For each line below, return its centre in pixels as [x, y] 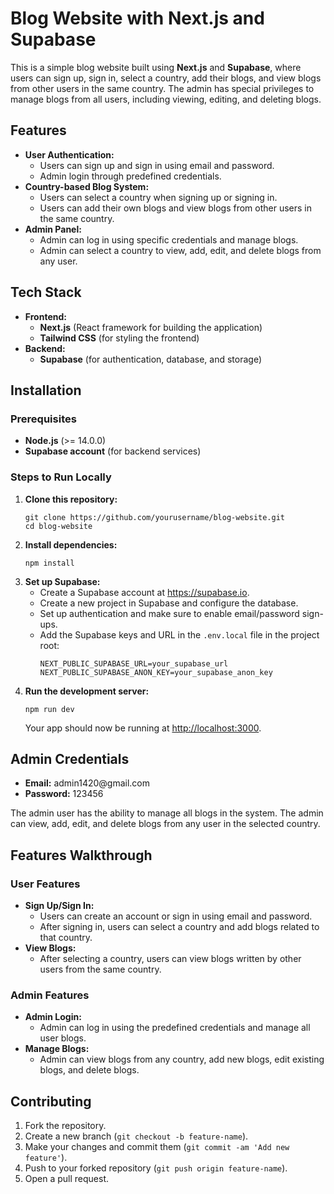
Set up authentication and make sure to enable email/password [169, 613]
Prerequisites [43, 419]
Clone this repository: [71, 499]
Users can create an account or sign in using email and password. [176, 916]
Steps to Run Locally [61, 477]
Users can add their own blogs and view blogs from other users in [176, 208]
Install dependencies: [71, 544]
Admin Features [50, 995]
